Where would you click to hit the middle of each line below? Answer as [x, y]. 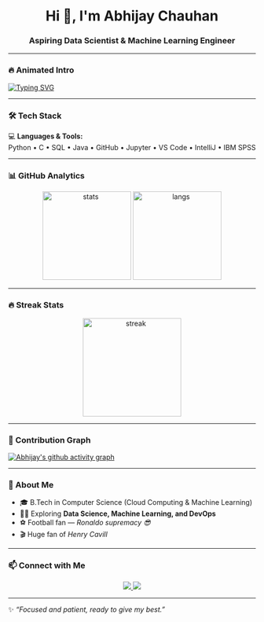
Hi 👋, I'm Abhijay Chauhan [132, 16]
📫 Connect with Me [47, 565]
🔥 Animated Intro [41, 70]
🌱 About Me [31, 484]
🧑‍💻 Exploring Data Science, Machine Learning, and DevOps [117, 513]
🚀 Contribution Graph [49, 440]
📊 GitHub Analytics [46, 176]
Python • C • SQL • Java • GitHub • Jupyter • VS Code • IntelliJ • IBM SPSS [132, 148]
